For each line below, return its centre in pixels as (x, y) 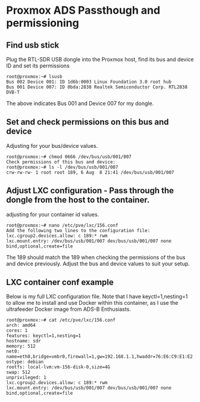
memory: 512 (21, 347)
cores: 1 (17, 331)
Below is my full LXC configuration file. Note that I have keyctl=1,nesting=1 (97, 296)
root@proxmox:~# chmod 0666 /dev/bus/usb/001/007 (69, 157)
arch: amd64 (21, 326)
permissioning (43, 23)
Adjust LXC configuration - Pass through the (90, 191)
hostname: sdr (24, 341)
